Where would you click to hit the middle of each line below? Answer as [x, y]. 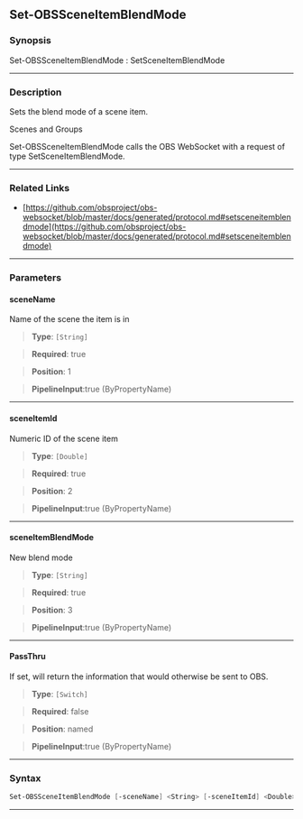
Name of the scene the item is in [69, 319]
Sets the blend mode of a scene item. [79, 111]
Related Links [40, 188]
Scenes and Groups [46, 129]
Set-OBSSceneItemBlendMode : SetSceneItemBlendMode [117, 60]
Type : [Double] [60, 456]
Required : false [60, 712]
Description [36, 92]
